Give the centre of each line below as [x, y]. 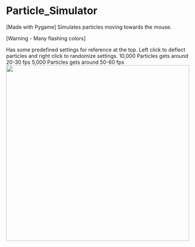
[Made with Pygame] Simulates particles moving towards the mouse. [89, 27]
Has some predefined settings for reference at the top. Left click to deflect [96, 49]
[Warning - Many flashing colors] [46, 38]
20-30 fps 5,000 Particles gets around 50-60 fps [65, 62]
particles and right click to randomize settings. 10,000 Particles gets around [97, 56]
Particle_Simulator [52, 11]
